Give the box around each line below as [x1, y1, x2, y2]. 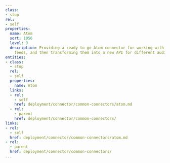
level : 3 [10, 41, 28, 46]
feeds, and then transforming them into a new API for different [14, 50, 155, 55]
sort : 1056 [10, 36, 33, 41]
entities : [5, 54, 26, 60]
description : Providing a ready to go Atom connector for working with [10, 45, 164, 50]
